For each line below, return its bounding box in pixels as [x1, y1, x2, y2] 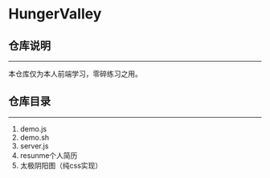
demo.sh [19, 132, 50, 142]
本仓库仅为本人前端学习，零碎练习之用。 [8, 69, 142, 79]
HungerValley [8, 5, 102, 23]
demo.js [19, 123, 47, 133]
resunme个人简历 [19, 150, 78, 160]
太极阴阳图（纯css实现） [19, 160, 103, 170]
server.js [19, 141, 49, 151]
